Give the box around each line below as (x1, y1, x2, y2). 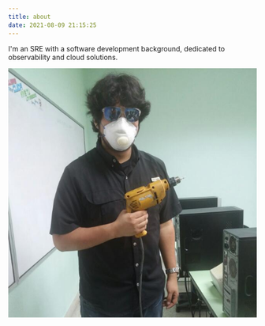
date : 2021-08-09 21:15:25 (8, 21, 97, 29)
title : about (8, 13, 51, 21)
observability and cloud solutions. (8, 52, 118, 62)
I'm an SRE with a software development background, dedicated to (8, 44, 226, 53)
